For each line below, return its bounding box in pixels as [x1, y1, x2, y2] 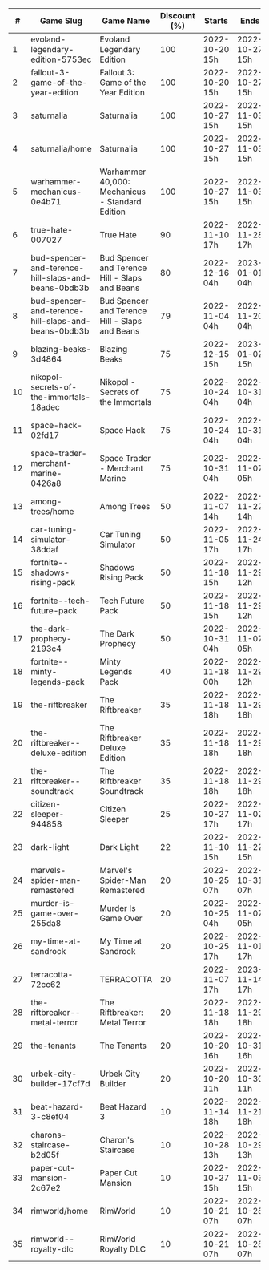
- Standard [99, 196, 142, 207]
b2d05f [30, 1150, 60, 1160]
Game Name [102, 15, 151, 26]
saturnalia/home [30, 144, 92, 154]
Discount [159, 10, 196, 21]
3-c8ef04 [30, 1111, 70, 1122]
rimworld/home [30, 1206, 89, 1216]
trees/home [30, 506, 74, 516]
